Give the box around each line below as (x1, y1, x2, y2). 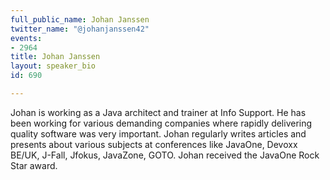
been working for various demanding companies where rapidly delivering (10, 117, 313, 129)
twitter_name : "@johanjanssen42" (10, 24, 150, 34)
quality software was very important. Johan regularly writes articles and (10, 127, 307, 140)
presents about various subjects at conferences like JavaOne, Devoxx (10, 138, 298, 150)
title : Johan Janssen (10, 52, 101, 62)
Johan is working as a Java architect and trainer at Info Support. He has (10, 106, 307, 118)
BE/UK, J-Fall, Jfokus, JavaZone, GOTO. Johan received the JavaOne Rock (10, 149, 320, 161)
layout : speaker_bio (10, 61, 97, 71)
